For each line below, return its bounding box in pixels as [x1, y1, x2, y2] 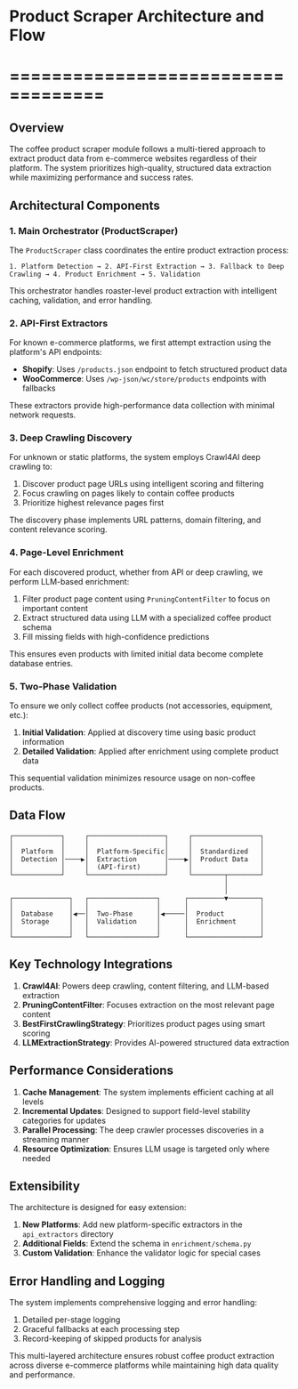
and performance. [9, 1369, 76, 1380]
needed [21, 1152, 51, 1163]
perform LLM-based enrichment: [9, 576, 130, 586]
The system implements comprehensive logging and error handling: [9, 1297, 258, 1308]
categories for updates [21, 1115, 107, 1126]
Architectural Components [9, 198, 160, 213]
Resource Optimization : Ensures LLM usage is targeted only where [21, 1143, 270, 1154]
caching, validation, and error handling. [9, 295, 153, 305]
